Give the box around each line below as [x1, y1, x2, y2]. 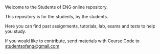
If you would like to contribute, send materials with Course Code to [5, 38, 140, 44]
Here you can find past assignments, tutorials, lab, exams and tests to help [5, 23, 156, 29]
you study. [5, 28, 26, 34]
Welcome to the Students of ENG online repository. [5, 4, 108, 10]
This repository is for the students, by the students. [5, 14, 109, 19]
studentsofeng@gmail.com [5, 43, 60, 49]
